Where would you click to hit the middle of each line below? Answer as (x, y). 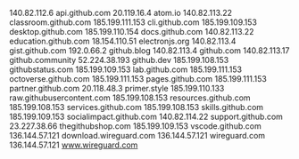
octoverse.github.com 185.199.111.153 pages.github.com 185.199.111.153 (138, 79)
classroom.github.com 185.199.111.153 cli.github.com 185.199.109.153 (133, 22)
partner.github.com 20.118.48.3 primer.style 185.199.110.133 (117, 88)
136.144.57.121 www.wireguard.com (74, 145)
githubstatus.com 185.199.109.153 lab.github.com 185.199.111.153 (126, 69)
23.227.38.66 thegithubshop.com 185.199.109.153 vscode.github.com (135, 126)
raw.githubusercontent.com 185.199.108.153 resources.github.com (130, 98)
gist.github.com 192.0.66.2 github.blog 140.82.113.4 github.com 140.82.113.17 (149, 51)
